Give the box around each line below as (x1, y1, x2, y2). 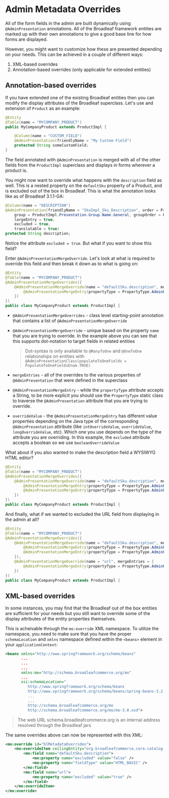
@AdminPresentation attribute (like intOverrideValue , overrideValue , (12, 423, 152, 429)
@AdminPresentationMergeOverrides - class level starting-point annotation (12, 313, 164, 318)
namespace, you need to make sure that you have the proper (5, 631, 132, 637)
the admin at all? (5, 516, 39, 522)
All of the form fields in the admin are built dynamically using (5, 20, 131, 26)
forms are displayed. (5, 36, 48, 42)
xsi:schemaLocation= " (21, 680, 66, 685)
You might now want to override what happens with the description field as (5, 177, 162, 183)
